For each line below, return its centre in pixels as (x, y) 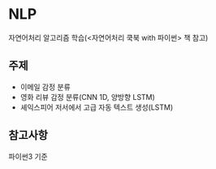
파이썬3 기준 (28, 156)
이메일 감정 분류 (45, 87)
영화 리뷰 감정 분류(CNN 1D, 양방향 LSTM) (88, 97)
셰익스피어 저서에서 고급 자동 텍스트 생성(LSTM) (97, 107)
